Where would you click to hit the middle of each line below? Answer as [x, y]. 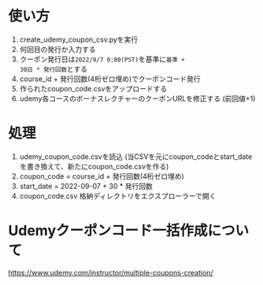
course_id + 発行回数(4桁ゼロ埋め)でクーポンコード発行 [110, 79]
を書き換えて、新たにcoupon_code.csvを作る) [94, 166]
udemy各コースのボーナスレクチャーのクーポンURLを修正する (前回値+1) [137, 98]
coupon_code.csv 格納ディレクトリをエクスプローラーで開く [118, 196]
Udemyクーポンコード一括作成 [108, 231]
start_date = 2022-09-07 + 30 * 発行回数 [86, 186]
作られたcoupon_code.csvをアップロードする [93, 88]
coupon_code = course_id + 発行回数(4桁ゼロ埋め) [102, 176]
